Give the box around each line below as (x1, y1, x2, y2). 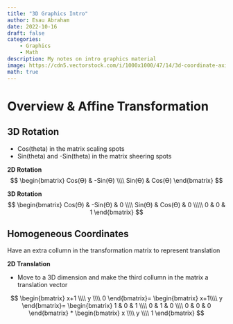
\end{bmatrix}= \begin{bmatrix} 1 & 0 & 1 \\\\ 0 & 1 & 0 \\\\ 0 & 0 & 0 (21, 302, 212, 310)
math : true (7, 68, 39, 75)
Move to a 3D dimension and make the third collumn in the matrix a (17, 273, 209, 282)
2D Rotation (7, 165, 42, 174)
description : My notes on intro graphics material (7, 56, 157, 63)
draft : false (7, 29, 45, 37)
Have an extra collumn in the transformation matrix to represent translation (7, 246, 221, 254)
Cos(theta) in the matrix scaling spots (17, 144, 125, 153)
